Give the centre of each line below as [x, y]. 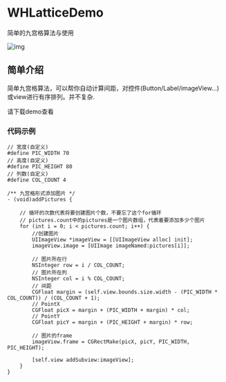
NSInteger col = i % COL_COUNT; [79, 279]
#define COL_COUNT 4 [37, 180]
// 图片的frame [52, 336]
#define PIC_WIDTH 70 [38, 154]
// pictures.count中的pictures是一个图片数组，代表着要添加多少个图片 [112, 220]
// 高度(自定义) [28, 161]
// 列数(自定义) [28, 174]
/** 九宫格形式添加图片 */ [41, 194]
